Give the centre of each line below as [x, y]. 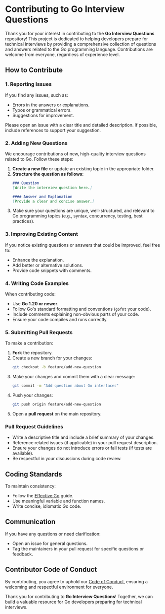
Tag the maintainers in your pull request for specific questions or [78, 548]
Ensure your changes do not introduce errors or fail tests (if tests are [82, 448]
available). [23, 453]
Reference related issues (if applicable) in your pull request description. [85, 443]
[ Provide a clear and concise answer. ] [53, 201]
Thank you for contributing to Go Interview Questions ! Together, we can [79, 596]
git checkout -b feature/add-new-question [57, 367]
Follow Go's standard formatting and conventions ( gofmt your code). [82, 309]
